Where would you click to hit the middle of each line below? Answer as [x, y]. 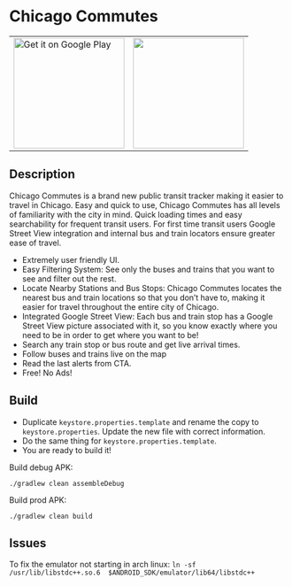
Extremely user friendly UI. [71, 259]
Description [42, 174]
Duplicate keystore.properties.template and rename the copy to [140, 421]
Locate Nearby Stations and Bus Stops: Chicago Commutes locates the [152, 288]
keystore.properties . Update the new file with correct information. [143, 431]
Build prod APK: [38, 500]
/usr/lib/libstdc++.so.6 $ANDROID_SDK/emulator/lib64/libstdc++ [132, 573]
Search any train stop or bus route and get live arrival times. [131, 344]
